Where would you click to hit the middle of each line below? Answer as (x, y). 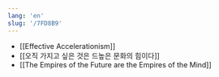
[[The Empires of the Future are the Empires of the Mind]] (115, 64)
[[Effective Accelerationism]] (67, 46)
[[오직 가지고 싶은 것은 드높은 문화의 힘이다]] (89, 55)
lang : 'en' (26, 16)
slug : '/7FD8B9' (35, 23)
